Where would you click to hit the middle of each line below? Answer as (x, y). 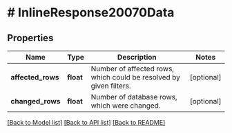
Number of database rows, (134, 97)
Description (137, 57)
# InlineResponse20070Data (91, 13)
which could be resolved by (136, 77)
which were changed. (126, 106)
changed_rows (36, 101)
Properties (30, 38)
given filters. (111, 86)
